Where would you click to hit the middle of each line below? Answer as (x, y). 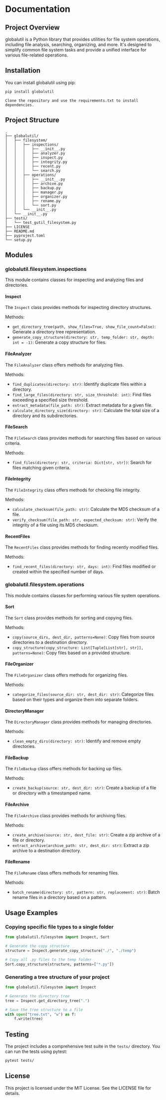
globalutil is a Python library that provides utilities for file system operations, (83, 39)
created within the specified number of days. (58, 572)
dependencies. (20, 105)
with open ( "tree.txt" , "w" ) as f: (41, 1014)
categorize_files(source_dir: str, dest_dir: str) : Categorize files (83, 694)
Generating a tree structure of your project (57, 977)
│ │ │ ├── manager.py (34, 192)
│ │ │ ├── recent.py (33, 166)
